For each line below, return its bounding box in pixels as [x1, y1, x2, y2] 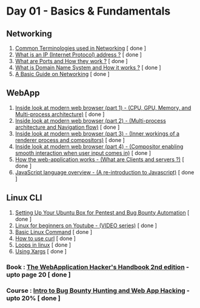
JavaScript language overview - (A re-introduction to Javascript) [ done [15, 168, 195, 176]
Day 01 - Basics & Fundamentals [6, 4, 171, 18]
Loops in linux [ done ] [15, 241, 72, 248]
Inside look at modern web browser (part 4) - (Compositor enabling [15, 143, 184, 150]
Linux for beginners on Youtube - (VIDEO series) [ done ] [15, 222, 158, 229]
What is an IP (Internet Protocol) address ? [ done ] [15, 51, 142, 58]
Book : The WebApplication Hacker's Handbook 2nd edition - [6, 262, 190, 271]
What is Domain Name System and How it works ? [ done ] [15, 64, 162, 71]
